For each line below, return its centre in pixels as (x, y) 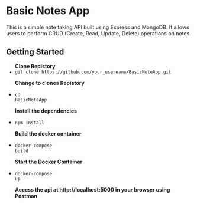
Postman (26, 196)
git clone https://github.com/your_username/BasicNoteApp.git (93, 72)
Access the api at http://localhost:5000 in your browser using (92, 189)
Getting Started (35, 52)
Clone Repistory (35, 66)
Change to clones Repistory (49, 83)
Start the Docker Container (49, 162)
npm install (29, 123)
